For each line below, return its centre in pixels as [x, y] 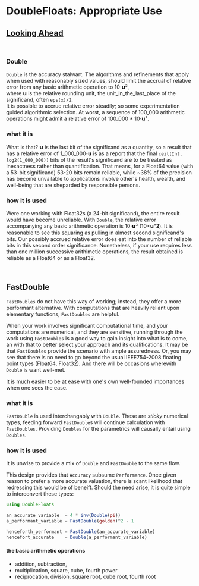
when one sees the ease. [37, 387]
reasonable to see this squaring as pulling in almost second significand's [95, 233]
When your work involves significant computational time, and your [87, 325]
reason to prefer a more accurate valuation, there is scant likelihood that [94, 481]
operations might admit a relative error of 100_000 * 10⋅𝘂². [78, 119]
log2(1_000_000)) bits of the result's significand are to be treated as [89, 159]
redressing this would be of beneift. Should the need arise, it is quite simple [98, 488]
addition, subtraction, [41, 564]
